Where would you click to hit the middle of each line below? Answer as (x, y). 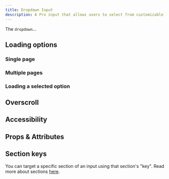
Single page (20, 59)
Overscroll (22, 103)
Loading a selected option (38, 86)
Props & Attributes (35, 137)
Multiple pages (24, 73)
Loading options (31, 45)
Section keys (26, 154)
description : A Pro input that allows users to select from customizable (84, 15)
